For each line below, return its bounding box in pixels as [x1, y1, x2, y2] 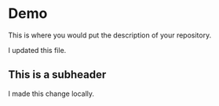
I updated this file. [8, 45, 67, 55]
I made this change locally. [8, 89, 95, 98]
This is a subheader [8, 68, 107, 82]
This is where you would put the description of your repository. [8, 30, 212, 40]
